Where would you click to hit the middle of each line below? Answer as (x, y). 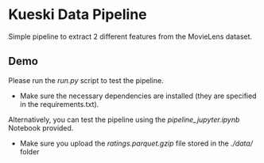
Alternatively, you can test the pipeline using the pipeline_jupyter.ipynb (124, 119)
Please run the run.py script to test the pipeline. (86, 80)
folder (29, 151)
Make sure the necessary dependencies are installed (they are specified (138, 96)
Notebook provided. (41, 127)
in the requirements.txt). (59, 104)
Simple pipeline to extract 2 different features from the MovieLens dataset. (130, 36)
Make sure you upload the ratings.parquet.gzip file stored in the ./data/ (136, 143)
